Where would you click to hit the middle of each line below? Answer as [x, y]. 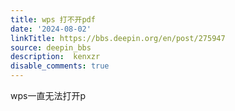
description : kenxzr [55, 57]
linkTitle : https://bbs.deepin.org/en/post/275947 [118, 38]
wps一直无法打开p [48, 95]
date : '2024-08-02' [51, 29]
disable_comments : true [60, 66]
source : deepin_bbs [51, 47]
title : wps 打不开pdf [53, 19]
